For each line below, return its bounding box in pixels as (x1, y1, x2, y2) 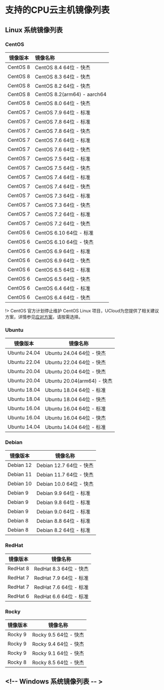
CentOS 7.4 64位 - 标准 (34, 174, 91, 181)
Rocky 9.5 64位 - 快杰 (32, 631, 84, 638)
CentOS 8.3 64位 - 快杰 (34, 73, 91, 80)
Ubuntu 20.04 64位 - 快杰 (45, 368, 106, 375)
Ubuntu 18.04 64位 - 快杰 (45, 396, 106, 403)
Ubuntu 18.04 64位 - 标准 (45, 387, 106, 394)
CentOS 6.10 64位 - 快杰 (34, 238, 94, 245)
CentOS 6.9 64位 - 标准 (34, 248, 91, 255)
